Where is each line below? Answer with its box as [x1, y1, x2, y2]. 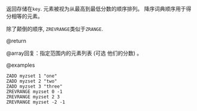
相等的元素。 [11, 13, 43, 20]
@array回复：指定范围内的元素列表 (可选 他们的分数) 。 [6, 50, 142, 57]
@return [6, 38, 27, 44]
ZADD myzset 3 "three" [6, 84, 63, 90]
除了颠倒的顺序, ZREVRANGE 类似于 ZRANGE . [6, 26, 103, 32]
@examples [6, 61, 35, 69]
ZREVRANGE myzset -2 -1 [6, 99, 66, 105]
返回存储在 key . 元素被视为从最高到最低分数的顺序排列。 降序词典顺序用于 [6, 5, 186, 12]
